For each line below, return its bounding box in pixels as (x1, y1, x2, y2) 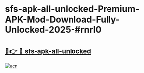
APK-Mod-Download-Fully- (5, 14, 120, 25)
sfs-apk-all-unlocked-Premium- (5, 3, 140, 15)
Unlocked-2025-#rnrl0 (5, 24, 102, 35)
